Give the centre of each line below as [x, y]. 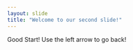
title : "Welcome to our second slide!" [65, 20]
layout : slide [28, 13]
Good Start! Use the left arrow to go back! [67, 39]
